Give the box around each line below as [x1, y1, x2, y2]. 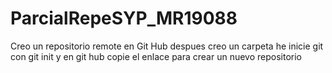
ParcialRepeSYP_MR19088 [10, 7, 238, 30]
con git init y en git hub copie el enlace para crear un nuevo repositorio [10, 50, 303, 62]
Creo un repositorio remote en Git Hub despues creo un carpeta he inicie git [10, 40, 324, 52]
